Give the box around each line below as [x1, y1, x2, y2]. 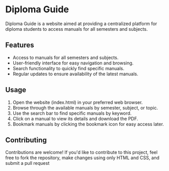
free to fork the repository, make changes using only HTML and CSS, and [5, 155, 160, 161]
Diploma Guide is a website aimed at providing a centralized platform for [5, 20, 157, 27]
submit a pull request [5, 160, 50, 166]
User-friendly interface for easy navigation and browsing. [12, 60, 134, 66]
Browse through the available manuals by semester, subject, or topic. [12, 104, 158, 111]
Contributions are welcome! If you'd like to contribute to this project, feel [5, 149, 158, 156]
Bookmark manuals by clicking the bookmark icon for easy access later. [12, 121, 164, 127]
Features [5, 41, 34, 50]
